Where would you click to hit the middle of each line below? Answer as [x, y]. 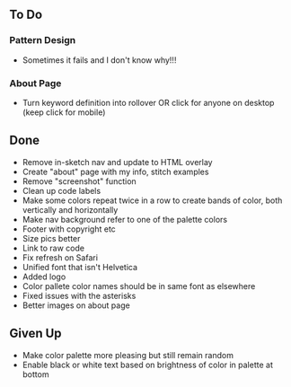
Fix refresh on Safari [60, 257]
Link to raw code [53, 248]
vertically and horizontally [70, 209]
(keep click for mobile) [64, 112]
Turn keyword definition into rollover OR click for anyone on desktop [148, 102]
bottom [35, 374]
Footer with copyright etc [69, 229]
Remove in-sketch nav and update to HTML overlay [117, 162]
